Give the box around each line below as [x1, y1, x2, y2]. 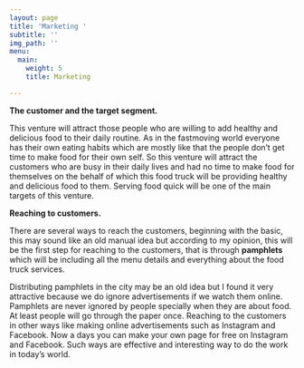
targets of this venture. [9, 189, 95, 200]
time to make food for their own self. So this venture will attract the [9, 151, 258, 162]
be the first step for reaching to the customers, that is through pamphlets [9, 244, 283, 255]
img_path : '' [9, 38, 59, 48]
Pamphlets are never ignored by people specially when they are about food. [9, 300, 292, 311]
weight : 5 [25, 64, 63, 73]
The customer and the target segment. [9, 105, 158, 116]
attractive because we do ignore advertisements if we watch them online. [9, 291, 283, 302]
